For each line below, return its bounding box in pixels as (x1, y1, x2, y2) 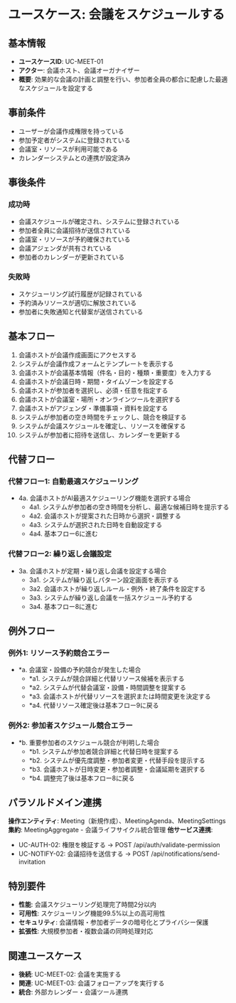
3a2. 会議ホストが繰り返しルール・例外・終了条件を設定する (28, 584, 206, 593)
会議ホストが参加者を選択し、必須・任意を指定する (18, 386, 168, 395)
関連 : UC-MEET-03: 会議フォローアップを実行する (18, 979, 165, 987)
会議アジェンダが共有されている (18, 243, 112, 253)
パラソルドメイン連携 (8, 796, 102, 808)
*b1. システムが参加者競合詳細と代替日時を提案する (28, 747, 179, 755)
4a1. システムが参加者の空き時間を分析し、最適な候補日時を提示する (28, 503, 230, 511)
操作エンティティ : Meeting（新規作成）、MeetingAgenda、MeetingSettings (8, 817, 226, 825)
